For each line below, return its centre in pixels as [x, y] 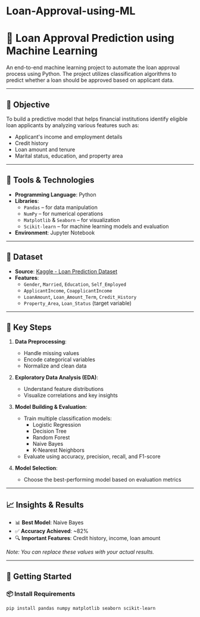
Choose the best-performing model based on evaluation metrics [102, 480]
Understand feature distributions [64, 389]
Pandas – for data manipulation [61, 207]
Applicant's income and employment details [68, 137]
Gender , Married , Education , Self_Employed [75, 284]
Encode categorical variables [59, 360]
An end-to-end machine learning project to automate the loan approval [93, 67]
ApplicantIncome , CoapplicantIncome [68, 290]
